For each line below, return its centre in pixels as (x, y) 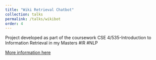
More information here (28, 53)
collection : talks (24, 14)
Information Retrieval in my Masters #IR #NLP (52, 43)
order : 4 (14, 24)
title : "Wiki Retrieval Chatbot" (40, 10)
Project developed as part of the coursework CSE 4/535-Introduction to (78, 38)
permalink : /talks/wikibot (33, 19)
